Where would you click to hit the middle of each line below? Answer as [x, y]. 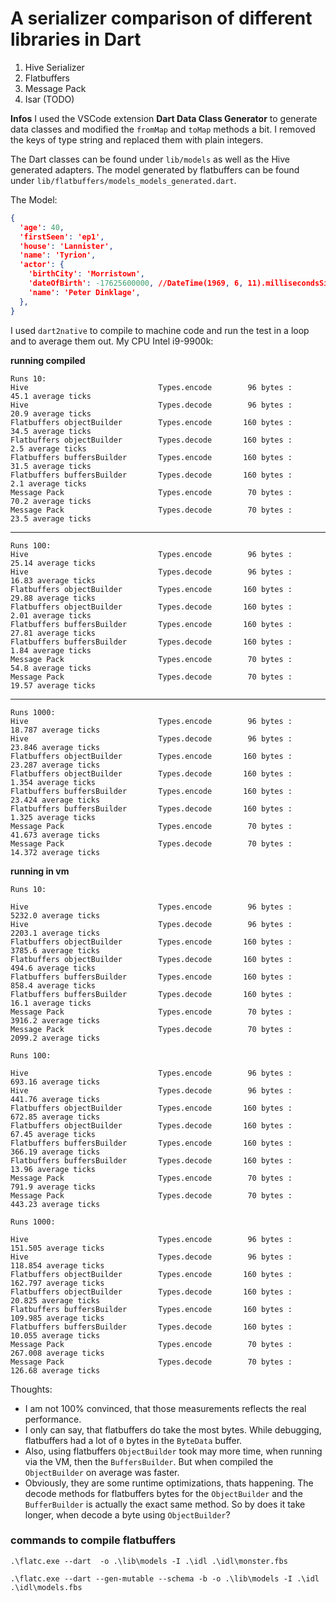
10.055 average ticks [55, 1335]
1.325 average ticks [53, 817]
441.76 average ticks [55, 1099]
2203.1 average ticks [55, 933]
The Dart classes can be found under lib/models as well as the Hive [150, 159]
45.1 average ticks [51, 396]
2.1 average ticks [48, 483]
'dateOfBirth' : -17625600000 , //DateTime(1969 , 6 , [136, 283]
